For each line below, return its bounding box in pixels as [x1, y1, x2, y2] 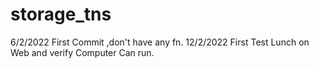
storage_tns [10, 3, 112, 26]
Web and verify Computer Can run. [10, 46, 155, 58]
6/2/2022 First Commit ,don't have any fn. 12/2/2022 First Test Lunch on [10, 36, 310, 48]
